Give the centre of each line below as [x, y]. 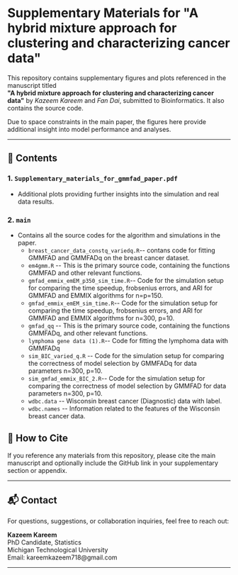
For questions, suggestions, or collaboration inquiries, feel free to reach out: [118, 521]
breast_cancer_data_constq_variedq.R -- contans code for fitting [122, 250]
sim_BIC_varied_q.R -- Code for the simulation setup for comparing [126, 355]
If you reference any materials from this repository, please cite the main [112, 455]
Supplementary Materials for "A [103, 13]
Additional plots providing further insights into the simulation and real [118, 194]
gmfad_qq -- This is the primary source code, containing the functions [129, 325]
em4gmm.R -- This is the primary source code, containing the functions [129, 265]
